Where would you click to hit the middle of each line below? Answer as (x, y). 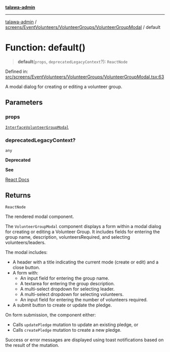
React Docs (17, 180)
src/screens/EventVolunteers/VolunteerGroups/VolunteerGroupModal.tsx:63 (85, 77)
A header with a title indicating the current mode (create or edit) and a (86, 262)
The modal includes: (27, 252)
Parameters (24, 102)
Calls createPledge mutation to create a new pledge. (67, 330)
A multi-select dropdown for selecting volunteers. (72, 294)
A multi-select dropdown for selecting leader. (67, 289)
